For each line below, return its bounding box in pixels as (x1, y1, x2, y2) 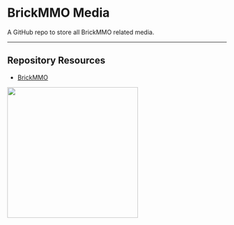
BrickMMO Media (7, 5, 110, 21)
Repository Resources (7, 54, 106, 67)
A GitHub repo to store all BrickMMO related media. (7, 28, 155, 36)
